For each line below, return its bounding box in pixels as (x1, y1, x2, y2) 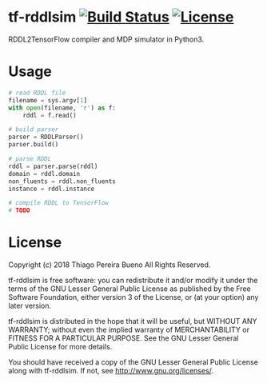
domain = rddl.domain (8, 170, 81, 178)
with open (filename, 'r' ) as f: (8, 104, 116, 112)
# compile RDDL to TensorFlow (8, 199, 110, 207)
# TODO (8, 206, 30, 215)
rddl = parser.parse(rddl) (8, 162, 98, 170)
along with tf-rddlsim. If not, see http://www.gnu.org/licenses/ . (8, 366, 214, 376)
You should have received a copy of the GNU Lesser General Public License (8, 357, 258, 367)
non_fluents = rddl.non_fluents (8, 177, 116, 186)
